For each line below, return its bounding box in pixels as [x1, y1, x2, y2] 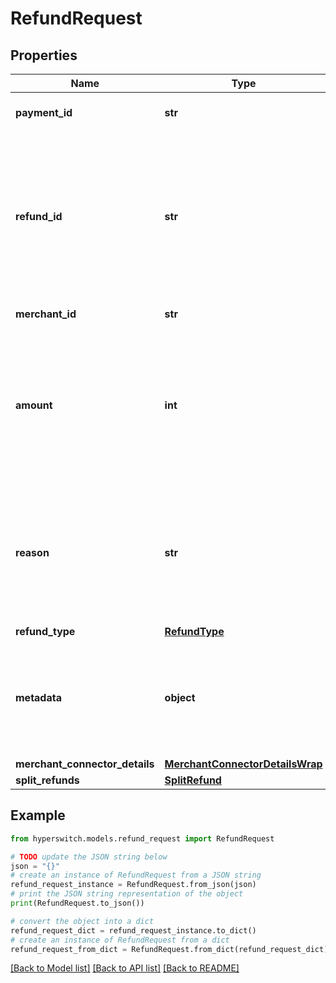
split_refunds [15, 773, 80, 787]
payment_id [15, 106, 73, 119]
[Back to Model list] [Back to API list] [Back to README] [10, 962, 240, 974]
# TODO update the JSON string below [10, 852, 168, 862]
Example [10, 807, 66, 824]
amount [15, 398, 53, 412]
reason [15, 546, 50, 559]
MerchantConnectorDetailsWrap [164, 757, 323, 771]
